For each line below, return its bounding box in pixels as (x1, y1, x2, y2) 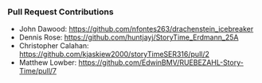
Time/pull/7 (18, 66, 57, 76)
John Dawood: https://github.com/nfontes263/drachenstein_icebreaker (18, 25, 254, 34)
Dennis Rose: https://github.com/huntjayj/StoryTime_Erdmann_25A (18, 32, 239, 42)
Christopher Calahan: (18, 41, 89, 51)
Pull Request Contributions (7, 6, 114, 17)
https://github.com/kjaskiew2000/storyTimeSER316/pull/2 (18, 50, 210, 59)
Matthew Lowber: (18, 58, 77, 67)
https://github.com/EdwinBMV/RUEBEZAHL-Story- (78, 58, 244, 67)
